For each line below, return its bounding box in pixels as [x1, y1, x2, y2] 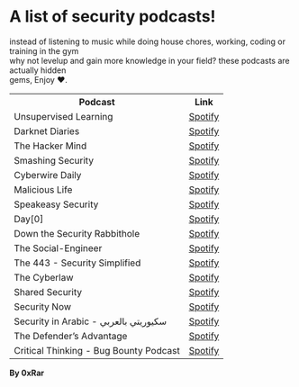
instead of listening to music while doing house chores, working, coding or [9, 36, 286, 47]
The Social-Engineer [14, 241, 103, 254]
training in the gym [9, 45, 79, 56]
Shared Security [14, 285, 83, 298]
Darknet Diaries [14, 124, 80, 137]
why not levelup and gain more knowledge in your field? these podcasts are [9, 55, 290, 66]
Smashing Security [14, 154, 95, 166]
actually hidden [9, 65, 67, 76]
